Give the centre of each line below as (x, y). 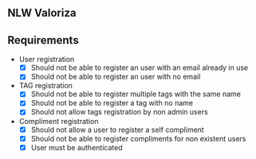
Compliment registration (59, 121)
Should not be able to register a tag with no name (112, 103)
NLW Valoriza (42, 13)
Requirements (43, 40)
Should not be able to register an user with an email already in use (140, 68)
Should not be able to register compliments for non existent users (138, 138)
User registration (47, 60)
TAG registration (46, 86)
